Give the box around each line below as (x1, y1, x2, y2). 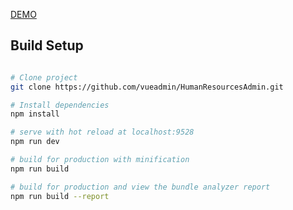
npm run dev (10, 137, 60, 147)
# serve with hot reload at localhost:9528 (10, 127, 195, 138)
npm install (10, 109, 60, 119)
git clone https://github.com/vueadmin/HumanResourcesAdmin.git (10, 82, 284, 92)
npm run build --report (10, 191, 110, 201)
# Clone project (10, 72, 78, 83)
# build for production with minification (10, 155, 190, 165)
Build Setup (10, 37, 84, 54)
